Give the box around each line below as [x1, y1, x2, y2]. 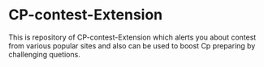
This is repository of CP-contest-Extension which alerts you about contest [8, 32, 257, 42]
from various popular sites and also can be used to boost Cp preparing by [8, 40, 256, 50]
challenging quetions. [8, 49, 81, 59]
